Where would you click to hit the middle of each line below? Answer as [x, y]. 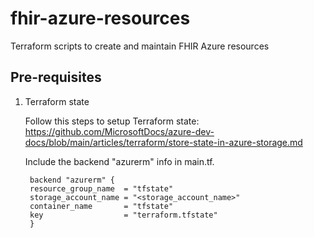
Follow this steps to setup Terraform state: [112, 121]
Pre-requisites [56, 77]
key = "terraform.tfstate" [123, 215]
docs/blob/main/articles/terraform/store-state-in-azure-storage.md [163, 142]
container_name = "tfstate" [101, 206]
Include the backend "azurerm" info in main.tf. [119, 161]
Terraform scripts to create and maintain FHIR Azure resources [140, 46]
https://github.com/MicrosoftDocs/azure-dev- [119, 131]
